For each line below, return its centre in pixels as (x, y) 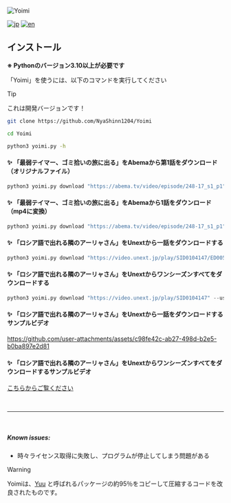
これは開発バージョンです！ (46, 108)
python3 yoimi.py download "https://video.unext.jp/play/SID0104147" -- (113, 298)
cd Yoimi (20, 134)
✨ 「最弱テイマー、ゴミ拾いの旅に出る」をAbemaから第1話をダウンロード (112, 163)
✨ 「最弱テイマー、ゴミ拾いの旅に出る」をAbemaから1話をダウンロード (109, 203)
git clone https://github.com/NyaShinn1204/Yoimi (80, 121)
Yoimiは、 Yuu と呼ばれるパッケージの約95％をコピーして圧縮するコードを (112, 484)
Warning (19, 470)
